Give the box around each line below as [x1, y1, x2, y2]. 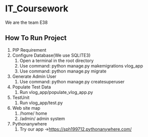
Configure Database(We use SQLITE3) [12, 52, 91, 58]
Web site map [12, 105, 40, 111]
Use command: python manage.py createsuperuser [19, 78, 125, 84]
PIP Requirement [12, 47, 47, 53]
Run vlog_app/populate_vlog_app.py [19, 89, 93, 95]
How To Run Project [5, 34, 67, 42]
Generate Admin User [12, 73, 57, 79]
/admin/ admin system [19, 115, 65, 122]
